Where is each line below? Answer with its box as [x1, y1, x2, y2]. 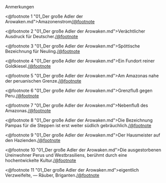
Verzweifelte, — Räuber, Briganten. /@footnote [5, 172, 100, 178]
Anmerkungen [5, 4, 35, 9]
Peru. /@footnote [5, 93, 39, 98]
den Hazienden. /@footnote [5, 137, 60, 143]
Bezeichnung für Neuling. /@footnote [5, 48, 80, 54]
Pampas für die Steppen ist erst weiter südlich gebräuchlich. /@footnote [5, 123, 152, 128]
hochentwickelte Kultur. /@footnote [5, 157, 76, 163]
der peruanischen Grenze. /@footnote [5, 78, 82, 84]
